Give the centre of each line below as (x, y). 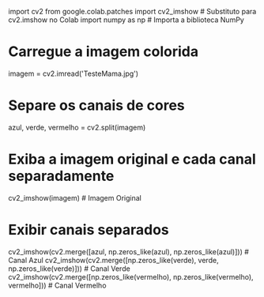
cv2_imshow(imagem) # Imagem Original (75, 197)
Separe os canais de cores (96, 105)
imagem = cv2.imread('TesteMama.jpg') (74, 73)
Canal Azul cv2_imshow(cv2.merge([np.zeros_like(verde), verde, (113, 260)
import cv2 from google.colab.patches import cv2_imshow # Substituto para (132, 11)
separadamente (61, 176)
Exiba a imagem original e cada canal (132, 159)
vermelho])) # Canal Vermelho (57, 285)
